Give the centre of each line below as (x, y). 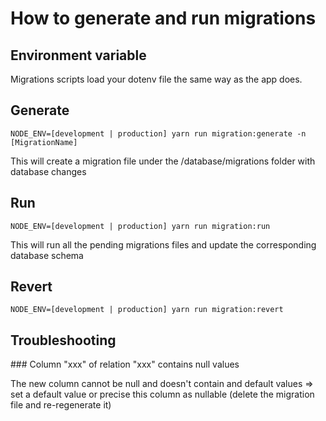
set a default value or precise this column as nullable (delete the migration (162, 394)
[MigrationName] (44, 142)
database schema (47, 255)
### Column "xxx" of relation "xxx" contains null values (125, 364)
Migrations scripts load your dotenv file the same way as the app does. (156, 79)
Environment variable (78, 55)
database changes (48, 171)
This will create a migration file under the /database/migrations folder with (163, 161)
